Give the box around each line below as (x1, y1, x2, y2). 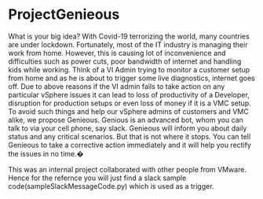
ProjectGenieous (8, 6, 120, 24)
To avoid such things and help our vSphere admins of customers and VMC (8, 106, 249, 116)
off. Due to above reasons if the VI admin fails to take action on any (8, 81, 225, 91)
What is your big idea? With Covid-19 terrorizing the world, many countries (8, 31, 250, 41)
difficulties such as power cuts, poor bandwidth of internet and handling (8, 57, 242, 66)
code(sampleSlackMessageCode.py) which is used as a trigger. (8, 181, 214, 190)
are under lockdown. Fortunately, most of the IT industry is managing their (8, 39, 248, 49)
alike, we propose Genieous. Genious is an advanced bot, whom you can (8, 115, 243, 124)
